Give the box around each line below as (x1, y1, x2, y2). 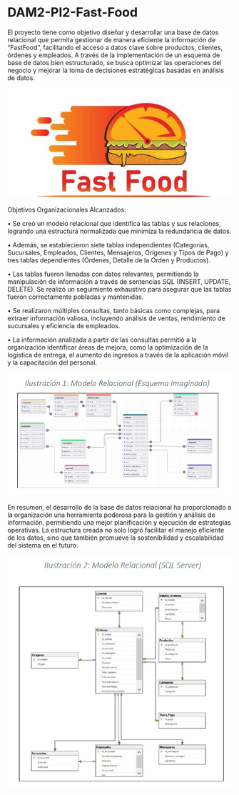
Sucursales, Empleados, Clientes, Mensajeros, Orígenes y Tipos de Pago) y (7, 248, 229, 257)
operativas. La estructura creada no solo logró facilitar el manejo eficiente (7, 526, 225, 535)
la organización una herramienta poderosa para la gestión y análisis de (7, 510, 215, 519)
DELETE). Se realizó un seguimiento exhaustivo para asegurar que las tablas (7, 285, 232, 294)
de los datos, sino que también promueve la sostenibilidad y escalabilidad (7, 533, 224, 542)
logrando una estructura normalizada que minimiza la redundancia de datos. (7, 227, 232, 236)
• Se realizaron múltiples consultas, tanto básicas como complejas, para (7, 307, 220, 315)
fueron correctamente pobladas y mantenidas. (7, 292, 144, 301)
